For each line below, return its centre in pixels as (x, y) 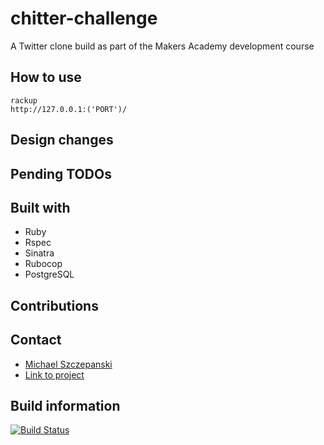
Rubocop (43, 264)
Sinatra (39, 253)
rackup (24, 100)
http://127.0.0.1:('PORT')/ (69, 109)
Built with (40, 207)
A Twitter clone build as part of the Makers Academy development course (162, 46)
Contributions (54, 305)
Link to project (54, 374)
